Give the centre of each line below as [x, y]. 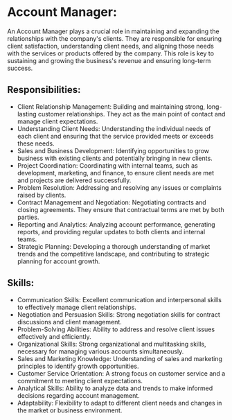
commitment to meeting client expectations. [80, 380]
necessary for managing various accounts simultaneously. [100, 351]
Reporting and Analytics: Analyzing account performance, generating [116, 224]
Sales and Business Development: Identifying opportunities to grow [113, 150]
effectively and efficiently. [54, 336]
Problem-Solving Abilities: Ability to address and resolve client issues [116, 329]
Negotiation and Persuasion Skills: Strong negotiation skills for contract [118, 314]
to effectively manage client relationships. [77, 307]
